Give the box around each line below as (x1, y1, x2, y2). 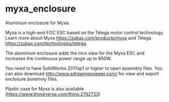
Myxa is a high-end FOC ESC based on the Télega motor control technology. (5, 29, 164, 35)
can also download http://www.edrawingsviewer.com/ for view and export (5, 70, 159, 76)
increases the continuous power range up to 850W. (5, 55, 112, 61)
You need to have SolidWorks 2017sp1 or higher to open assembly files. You (5, 65, 162, 71)
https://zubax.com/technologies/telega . (5, 40, 88, 46)
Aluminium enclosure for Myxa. (5, 20, 70, 26)
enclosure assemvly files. (5, 76, 58, 82)
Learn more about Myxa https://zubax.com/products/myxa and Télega (5, 35, 151, 41)
